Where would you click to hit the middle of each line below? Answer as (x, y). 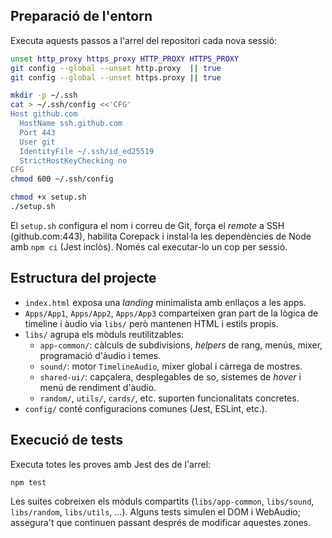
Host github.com (44, 114)
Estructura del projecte (83, 278)
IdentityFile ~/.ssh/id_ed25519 (87, 151)
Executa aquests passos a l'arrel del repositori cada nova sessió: (144, 40)
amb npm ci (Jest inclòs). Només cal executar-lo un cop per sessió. (149, 246)
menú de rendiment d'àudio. (98, 387)
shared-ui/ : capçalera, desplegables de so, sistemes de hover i (170, 376)
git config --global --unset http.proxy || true (116, 68)
